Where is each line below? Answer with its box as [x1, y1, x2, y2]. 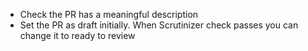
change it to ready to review [19, 30, 136, 41]
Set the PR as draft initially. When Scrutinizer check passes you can [19, 19, 299, 31]
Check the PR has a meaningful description [19, 9, 199, 20]
